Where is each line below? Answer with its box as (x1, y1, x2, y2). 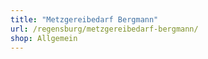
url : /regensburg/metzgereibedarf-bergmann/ (10, 24, 199, 34)
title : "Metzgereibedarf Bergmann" (10, 14, 159, 25)
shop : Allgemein (10, 33, 78, 43)
